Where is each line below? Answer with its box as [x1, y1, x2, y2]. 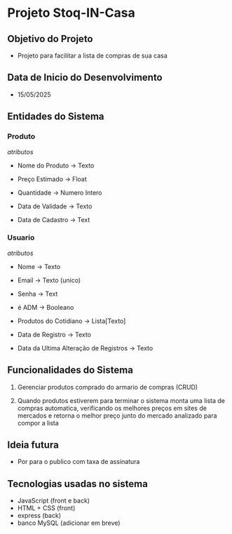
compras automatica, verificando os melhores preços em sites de [17, 404, 207, 412]
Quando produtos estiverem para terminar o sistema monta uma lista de [17, 396, 226, 404]
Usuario [7, 233, 35, 242]
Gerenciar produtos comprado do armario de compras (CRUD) [17, 383, 198, 391]
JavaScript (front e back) [17, 496, 90, 505]
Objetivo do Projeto [7, 33, 93, 45]
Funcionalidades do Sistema [7, 364, 133, 376]
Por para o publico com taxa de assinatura [17, 458, 140, 466]
